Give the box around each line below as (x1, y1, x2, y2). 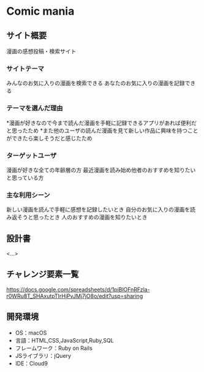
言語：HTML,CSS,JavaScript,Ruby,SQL (15, 336, 115, 344)
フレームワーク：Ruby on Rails (15, 344, 93, 352)
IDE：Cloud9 (15, 360, 48, 367)
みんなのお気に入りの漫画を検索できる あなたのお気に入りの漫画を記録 (6, 80, 185, 87)
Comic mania (6, 4, 75, 18)
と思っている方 (6, 173, 44, 181)
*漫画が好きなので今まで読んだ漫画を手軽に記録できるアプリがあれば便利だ (6, 119, 197, 126)
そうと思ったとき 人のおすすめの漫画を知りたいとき (17, 213, 148, 221)
